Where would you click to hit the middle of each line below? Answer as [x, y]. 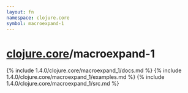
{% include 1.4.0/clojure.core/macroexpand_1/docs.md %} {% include [94, 70]
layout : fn [20, 12]
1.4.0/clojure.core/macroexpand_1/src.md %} [63, 84]
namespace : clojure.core [38, 18]
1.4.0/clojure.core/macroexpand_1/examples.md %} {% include [85, 77]
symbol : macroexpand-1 [35, 23]
